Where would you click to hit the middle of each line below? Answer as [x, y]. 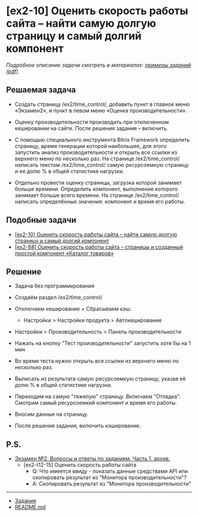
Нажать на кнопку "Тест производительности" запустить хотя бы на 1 [103, 343]
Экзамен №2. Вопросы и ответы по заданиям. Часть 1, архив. [92, 459]
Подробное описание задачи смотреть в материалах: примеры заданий [99, 65]
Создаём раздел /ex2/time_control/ [58, 298]
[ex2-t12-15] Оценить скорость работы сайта [80, 465]
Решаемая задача [41, 90]
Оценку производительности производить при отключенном [92, 122]
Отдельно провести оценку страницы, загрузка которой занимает [98, 182]
